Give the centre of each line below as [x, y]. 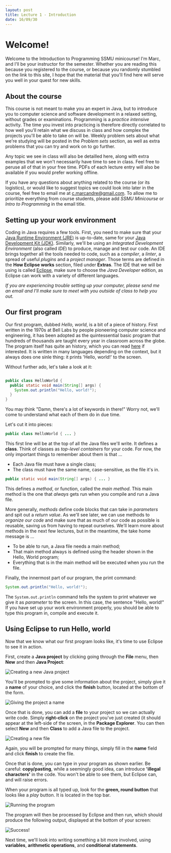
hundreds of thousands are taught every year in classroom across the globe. [85, 340]
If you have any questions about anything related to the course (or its [78, 182]
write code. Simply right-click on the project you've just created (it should [83, 718]
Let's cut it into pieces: [29, 424]
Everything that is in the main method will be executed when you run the [88, 562]
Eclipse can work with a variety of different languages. [62, 275]
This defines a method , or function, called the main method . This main [79, 489]
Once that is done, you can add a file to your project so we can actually [80, 712]
